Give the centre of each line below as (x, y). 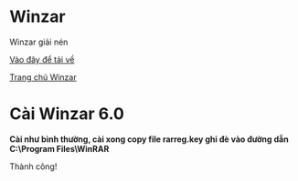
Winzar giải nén (39, 42)
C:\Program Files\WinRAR (59, 148)
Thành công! (33, 166)
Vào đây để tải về (42, 59)
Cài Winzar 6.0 (67, 114)
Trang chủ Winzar (43, 77)
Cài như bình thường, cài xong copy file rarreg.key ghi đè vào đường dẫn (149, 139)
